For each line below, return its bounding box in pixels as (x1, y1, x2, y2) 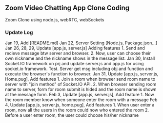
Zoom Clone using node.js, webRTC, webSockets (5, 17, 104, 22)
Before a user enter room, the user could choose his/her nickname (5, 112, 139, 118)
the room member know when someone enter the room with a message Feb (5, 97, 158, 103)
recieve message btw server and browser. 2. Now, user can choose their (5, 51, 151, 56)
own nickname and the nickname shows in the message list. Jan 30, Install (5, 55, 155, 61)
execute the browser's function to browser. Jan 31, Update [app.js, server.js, (5, 71, 159, 77)
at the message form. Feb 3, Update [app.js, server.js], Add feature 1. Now (5, 92, 155, 98)
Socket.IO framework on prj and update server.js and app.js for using (5, 61, 144, 67)
